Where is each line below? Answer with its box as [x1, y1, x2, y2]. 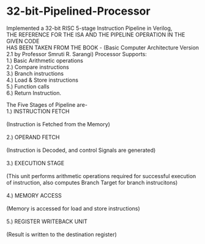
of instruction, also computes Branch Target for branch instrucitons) [6, 179, 178, 186]
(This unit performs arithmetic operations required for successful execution [6, 172, 196, 179]
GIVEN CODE [6, 37, 40, 45]
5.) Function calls [6, 82, 50, 90]
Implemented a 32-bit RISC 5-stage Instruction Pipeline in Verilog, [6, 24, 173, 32]
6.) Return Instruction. [6, 89, 62, 96]
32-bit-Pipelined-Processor [6, 4, 151, 18]
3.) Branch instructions [6, 70, 64, 77]
